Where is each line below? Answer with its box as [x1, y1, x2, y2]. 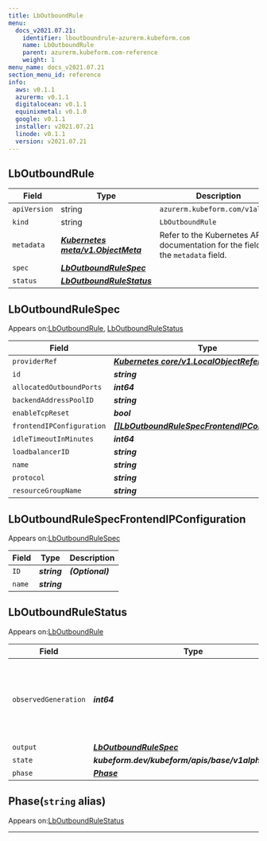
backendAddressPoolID [12, 395, 94, 405]
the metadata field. [159, 250, 227, 261]
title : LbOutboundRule [8, 11, 83, 20]
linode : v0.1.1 [15, 130, 66, 138]
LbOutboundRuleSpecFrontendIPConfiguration [8, 512, 246, 526]
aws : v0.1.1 [15, 85, 56, 94]
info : [8, 78, 26, 86]
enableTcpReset [12, 409, 70, 418]
